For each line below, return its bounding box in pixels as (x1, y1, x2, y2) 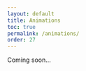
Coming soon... (7, 56, 51, 64)
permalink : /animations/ (7, 30, 80, 37)
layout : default (7, 10, 55, 18)
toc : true (7, 23, 36, 30)
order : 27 (7, 37, 36, 44)
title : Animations (7, 17, 61, 24)
